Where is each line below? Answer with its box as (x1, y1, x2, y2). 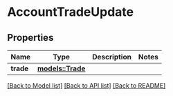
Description (92, 52, 131, 61)
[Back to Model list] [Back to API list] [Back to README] (7, 81, 166, 90)
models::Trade (37, 64, 86, 73)
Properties (7, 32, 54, 44)
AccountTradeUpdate (7, 4, 134, 20)
